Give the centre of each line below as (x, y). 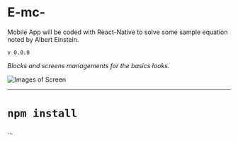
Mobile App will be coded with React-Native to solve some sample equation (118, 32)
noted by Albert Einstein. (43, 39)
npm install (42, 114)
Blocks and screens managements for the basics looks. (89, 65)
